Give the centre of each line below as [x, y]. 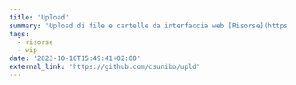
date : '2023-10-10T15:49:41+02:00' [75, 58]
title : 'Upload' [39, 17]
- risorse [35, 42]
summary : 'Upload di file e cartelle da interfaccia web [117, 26]
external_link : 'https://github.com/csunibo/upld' [105, 67]
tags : [19, 34]
